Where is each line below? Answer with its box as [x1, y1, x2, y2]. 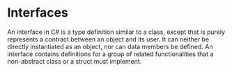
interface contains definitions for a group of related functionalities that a [7, 50, 214, 58]
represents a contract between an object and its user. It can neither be [7, 35, 210, 43]
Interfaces [7, 5, 68, 21]
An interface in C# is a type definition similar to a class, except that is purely [7, 28, 225, 36]
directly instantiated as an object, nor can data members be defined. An [7, 42, 213, 51]
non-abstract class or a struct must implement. [7, 57, 142, 65]
